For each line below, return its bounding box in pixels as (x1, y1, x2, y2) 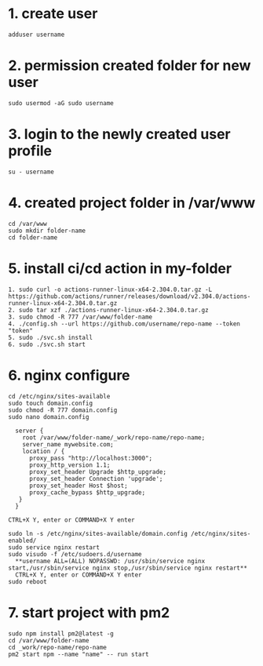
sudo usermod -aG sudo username (8, 99, 114, 107)
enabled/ (8, 537, 37, 544)
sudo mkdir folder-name (8, 227, 86, 235)
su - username (8, 168, 55, 176)
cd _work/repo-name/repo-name (8, 643, 108, 651)
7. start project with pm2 (8, 603, 170, 621)
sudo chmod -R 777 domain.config (8, 406, 118, 414)
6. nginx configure (8, 366, 131, 384)
